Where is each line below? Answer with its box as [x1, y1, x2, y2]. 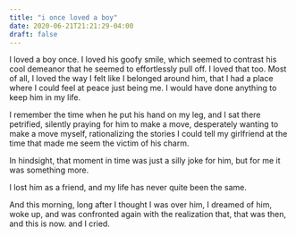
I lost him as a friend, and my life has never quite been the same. [9, 182, 248, 193]
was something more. [9, 164, 89, 175]
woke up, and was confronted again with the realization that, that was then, [9, 209, 286, 220]
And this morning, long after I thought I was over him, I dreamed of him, [9, 199, 273, 210]
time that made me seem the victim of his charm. [9, 138, 190, 148]
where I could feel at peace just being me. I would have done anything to [9, 82, 277, 94]
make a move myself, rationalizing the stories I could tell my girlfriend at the [9, 129, 288, 139]
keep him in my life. [9, 92, 81, 103]
